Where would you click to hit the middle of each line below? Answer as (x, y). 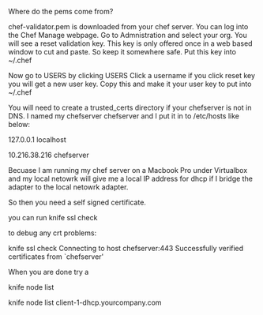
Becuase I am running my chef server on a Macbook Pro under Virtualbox (128, 170)
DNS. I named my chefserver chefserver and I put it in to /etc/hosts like (124, 116)
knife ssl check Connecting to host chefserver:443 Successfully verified (126, 248)
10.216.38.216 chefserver (49, 155)
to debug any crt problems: (53, 233)
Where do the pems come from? (61, 11)
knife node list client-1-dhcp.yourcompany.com (85, 302)
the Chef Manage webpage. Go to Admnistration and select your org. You (128, 35)
